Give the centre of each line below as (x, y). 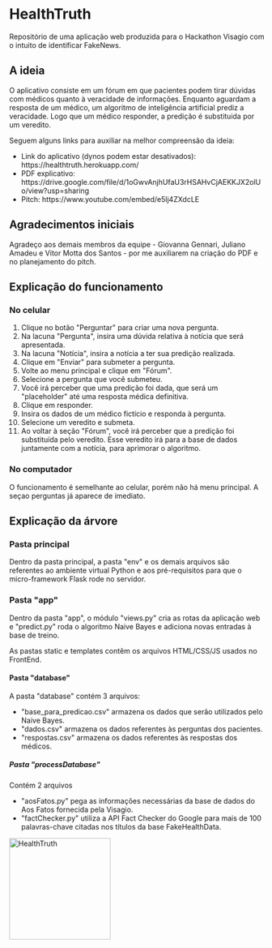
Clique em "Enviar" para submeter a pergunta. (98, 362)
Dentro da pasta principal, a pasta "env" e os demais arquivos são (119, 562)
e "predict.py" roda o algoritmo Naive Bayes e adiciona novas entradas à (130, 626)
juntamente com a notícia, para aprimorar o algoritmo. (111, 448)
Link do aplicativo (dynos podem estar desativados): (108, 156)
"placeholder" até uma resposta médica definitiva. (104, 397)
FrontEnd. (25, 659)
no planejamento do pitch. (53, 261)
